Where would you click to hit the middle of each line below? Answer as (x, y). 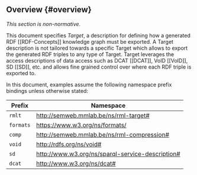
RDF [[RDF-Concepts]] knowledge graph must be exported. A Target (90, 41)
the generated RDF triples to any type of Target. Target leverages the (90, 54)
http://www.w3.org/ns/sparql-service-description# (108, 154)
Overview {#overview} (49, 10)
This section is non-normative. (43, 24)
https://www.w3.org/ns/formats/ (81, 125)
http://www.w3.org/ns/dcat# (76, 163)
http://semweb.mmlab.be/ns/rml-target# (93, 115)
